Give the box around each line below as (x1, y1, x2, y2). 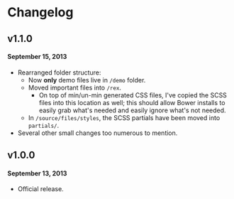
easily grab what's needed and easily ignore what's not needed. (38, 106, 226, 114)
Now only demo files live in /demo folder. (28, 75, 146, 84)
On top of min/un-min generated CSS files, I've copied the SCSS (38, 90, 227, 99)
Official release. (17, 185, 64, 193)
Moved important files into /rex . (28, 83, 122, 92)
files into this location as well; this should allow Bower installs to (38, 98, 225, 107)
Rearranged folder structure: (17, 68, 101, 77)
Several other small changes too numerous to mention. (17, 129, 178, 137)
